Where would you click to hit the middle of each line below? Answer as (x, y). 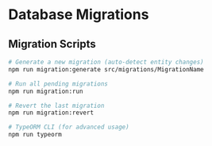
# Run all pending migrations (58, 84)
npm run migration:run (46, 91)
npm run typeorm (35, 135)
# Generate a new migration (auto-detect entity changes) (106, 62)
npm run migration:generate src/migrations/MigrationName (106, 69)
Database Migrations (79, 15)
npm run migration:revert (51, 113)
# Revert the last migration (56, 106)
